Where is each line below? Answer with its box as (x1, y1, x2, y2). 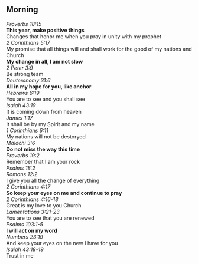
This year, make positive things (6, 27, 85, 34)
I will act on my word (6, 227, 58, 234)
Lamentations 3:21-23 (6, 208, 60, 215)
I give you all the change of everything (6, 177, 100, 184)
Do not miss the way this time (6, 146, 80, 153)
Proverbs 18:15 (6, 20, 42, 27)
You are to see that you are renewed (6, 214, 95, 222)
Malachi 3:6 (6, 139, 35, 146)
